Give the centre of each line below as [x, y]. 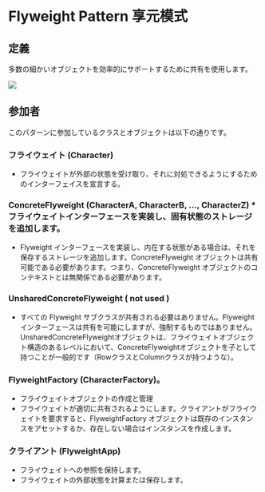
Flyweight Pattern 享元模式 [98, 16]
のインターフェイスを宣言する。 [72, 184]
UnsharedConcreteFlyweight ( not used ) [89, 299]
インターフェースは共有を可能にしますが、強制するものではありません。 [138, 327]
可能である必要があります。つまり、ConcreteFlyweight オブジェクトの [135, 268]
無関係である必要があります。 [117, 277]
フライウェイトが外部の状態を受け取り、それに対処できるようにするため [138, 174]
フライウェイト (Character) [61, 155]
